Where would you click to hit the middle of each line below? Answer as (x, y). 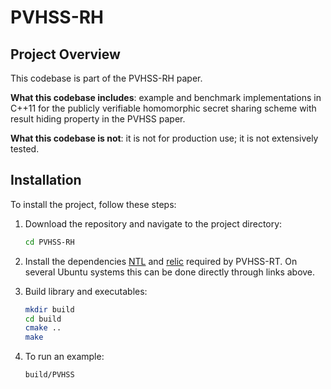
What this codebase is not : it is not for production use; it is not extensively (164, 138)
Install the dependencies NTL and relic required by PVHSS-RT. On (161, 261)
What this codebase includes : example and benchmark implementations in (166, 97)
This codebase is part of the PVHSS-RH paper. (106, 78)
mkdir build (49, 309)
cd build (43, 319)
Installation (46, 180)
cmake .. (43, 328)
